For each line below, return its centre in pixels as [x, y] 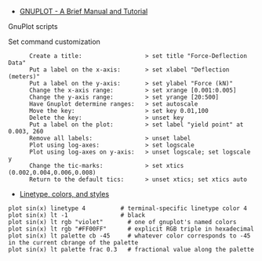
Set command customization [54, 42]
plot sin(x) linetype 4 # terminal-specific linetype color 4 [127, 208]
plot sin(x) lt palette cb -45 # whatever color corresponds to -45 [129, 236]
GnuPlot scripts [33, 26]
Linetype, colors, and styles [64, 194]
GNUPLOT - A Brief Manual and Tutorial [84, 11]
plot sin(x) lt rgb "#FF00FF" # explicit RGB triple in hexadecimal [131, 229]
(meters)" [24, 77]
